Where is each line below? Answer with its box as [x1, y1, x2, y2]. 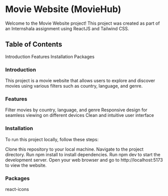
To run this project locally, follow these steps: [5, 136, 99, 142]
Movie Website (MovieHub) [5, 4, 121, 15]
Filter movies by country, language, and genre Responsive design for [5, 107, 148, 113]
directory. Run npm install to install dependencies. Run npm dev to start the [5, 151, 160, 157]
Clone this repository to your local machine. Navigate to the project [5, 146, 144, 152]
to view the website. [5, 162, 47, 168]
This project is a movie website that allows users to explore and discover [5, 78, 155, 84]
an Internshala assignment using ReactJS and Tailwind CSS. [5, 25, 129, 31]
